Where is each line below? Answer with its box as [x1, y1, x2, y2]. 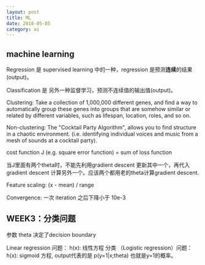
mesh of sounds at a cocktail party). [6, 137, 98, 144]
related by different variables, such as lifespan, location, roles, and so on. [6, 112, 191, 120]
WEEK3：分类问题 [6, 213, 76, 224]
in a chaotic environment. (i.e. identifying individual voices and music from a [6, 130, 198, 138]
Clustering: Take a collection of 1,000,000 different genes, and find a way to [6, 99, 198, 106]
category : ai [6, 26, 40, 33]
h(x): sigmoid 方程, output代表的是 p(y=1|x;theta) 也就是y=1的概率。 [6, 252, 176, 259]
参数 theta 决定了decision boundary [6, 231, 97, 238]
